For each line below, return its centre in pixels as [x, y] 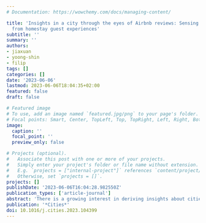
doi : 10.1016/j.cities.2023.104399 [52, 210]
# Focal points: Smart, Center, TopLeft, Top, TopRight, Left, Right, [98, 119]
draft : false [23, 97]
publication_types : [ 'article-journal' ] [59, 194]
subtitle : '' [23, 34]
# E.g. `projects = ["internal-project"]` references [79, 170]
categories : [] [26, 74]
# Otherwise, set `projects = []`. [55, 176]
